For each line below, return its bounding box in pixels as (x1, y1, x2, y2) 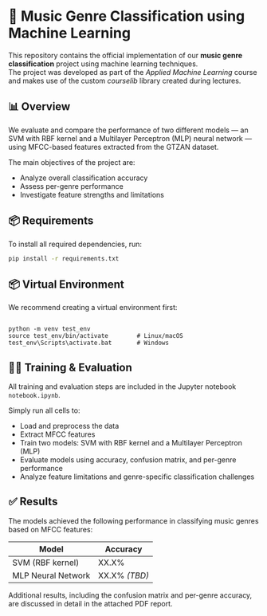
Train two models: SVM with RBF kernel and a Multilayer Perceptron (19, 438, 243, 448)
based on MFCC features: (8, 524, 93, 534)
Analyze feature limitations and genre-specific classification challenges (19, 472, 255, 481)
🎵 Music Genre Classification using (8, 7, 245, 26)
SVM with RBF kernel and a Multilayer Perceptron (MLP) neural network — (8, 133, 253, 143)
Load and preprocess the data (19, 422, 120, 431)
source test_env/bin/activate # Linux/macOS (8, 332, 183, 340)
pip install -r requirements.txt (8, 254, 120, 262)
